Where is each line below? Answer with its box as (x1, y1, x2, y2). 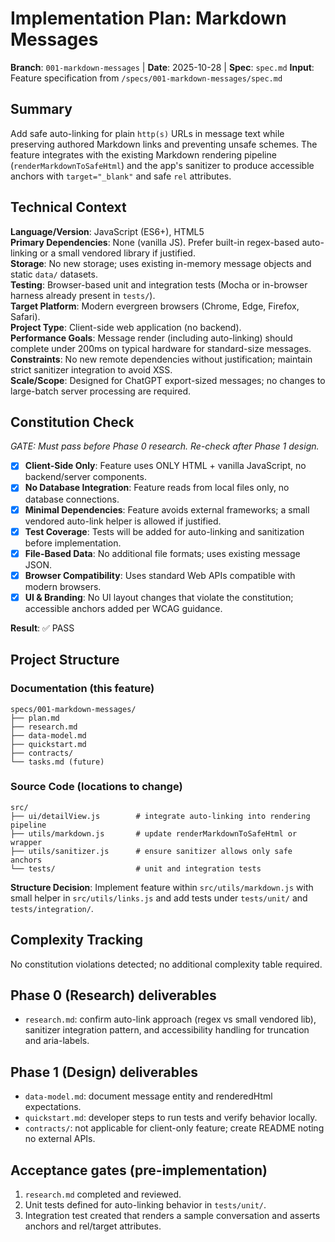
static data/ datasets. (10, 268, 98, 280)
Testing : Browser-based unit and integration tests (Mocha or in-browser (10, 278, 308, 291)
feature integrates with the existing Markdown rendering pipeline (10, 148, 277, 161)
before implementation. (24, 537, 122, 549)
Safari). (10, 310, 41, 322)
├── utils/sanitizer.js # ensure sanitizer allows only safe (10, 846, 293, 856)
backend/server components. (24, 471, 147, 483)
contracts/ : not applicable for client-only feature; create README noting (24, 1122, 325, 1134)
